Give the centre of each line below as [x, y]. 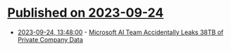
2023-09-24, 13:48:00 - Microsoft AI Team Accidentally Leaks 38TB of [120, 32]
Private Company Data [50, 39]
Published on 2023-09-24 [86, 13]
